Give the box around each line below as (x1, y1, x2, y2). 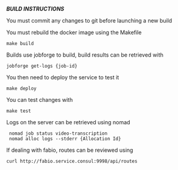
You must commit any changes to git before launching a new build (6, 17, 173, 24)
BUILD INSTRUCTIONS (6, 5, 65, 12)
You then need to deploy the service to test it (6, 74, 119, 81)
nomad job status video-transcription (9, 130, 108, 136)
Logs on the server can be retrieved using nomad (6, 119, 130, 126)
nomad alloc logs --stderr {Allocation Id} (9, 136, 121, 142)
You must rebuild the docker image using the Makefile (6, 29, 142, 36)
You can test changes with (6, 96, 73, 103)
